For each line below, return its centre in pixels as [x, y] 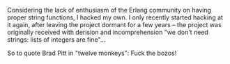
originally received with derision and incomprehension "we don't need [108, 32]
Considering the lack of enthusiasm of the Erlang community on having [109, 10]
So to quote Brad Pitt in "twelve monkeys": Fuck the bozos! [92, 53]
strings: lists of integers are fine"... [56, 40]
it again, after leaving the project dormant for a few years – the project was [114, 25]
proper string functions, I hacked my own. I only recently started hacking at [115, 17]
